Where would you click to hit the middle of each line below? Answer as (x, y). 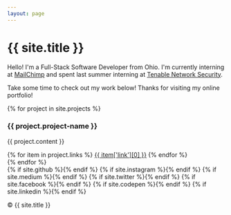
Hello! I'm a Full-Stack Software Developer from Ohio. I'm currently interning (116, 67)
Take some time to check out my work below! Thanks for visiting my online (113, 88)
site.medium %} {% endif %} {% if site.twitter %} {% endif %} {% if (101, 176)
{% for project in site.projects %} (54, 109)
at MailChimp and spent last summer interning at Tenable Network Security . (115, 74)
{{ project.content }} (36, 141)
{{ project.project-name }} (53, 127)
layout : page (26, 13)
